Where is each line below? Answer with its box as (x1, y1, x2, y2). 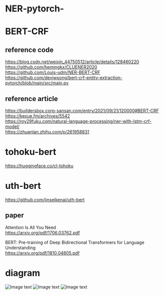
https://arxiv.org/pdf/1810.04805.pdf (5, 250, 80, 256)
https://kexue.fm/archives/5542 (5, 113, 71, 119)
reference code (5, 45, 54, 54)
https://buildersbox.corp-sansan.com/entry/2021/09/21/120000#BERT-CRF (5, 108, 159, 114)
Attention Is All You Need (5, 224, 56, 230)
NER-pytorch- (5, 3, 65, 14)
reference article (5, 94, 58, 103)
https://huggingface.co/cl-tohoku (5, 162, 74, 168)
